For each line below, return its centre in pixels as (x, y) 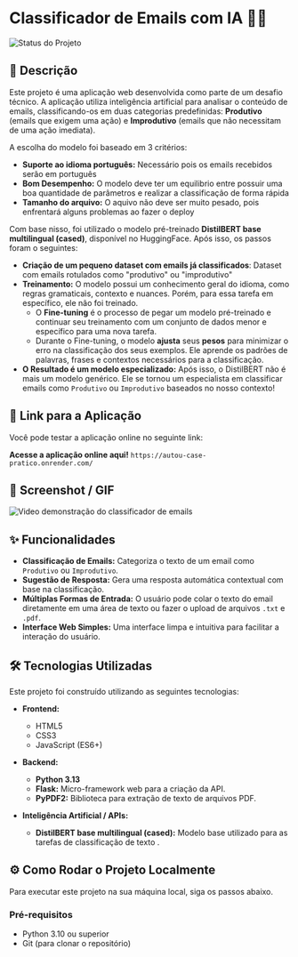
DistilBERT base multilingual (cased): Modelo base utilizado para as (161, 832)
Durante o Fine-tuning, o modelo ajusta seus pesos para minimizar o (162, 341)
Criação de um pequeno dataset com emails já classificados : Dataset (152, 265)
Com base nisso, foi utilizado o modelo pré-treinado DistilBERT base (135, 229)
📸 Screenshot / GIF (62, 490)
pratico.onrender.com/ (51, 463)
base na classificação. (63, 590)
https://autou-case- (169, 455)
